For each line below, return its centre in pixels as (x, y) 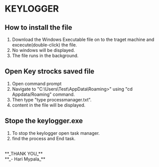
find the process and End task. (44, 138)
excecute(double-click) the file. (45, 45)
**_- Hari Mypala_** (25, 159)
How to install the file (38, 27)
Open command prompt (37, 83)
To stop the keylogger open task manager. (56, 133)
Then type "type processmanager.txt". (52, 99)
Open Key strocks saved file (50, 71)
